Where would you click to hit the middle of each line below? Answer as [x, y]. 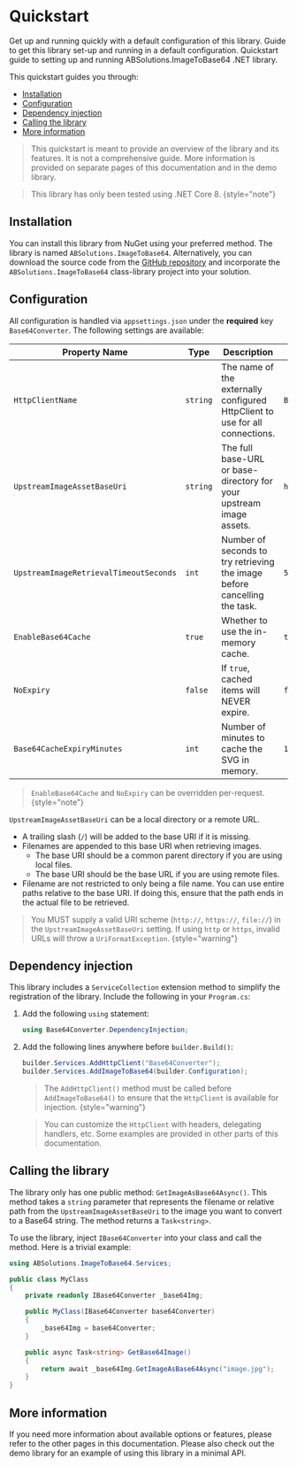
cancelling [242, 595]
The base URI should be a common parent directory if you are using [159, 855]
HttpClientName [46, 400]
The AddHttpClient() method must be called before [138, 1088]
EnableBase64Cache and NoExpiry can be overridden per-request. [148, 792]
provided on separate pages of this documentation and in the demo [153, 167]
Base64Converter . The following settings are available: [107, 330]
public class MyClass [49, 1279]
